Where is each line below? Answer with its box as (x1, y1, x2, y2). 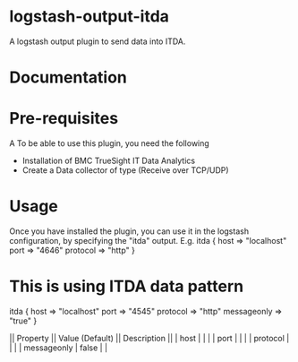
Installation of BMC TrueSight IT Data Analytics (21, 155, 195, 167)
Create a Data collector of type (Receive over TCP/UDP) (21, 165, 230, 176)
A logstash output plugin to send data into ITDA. (9, 36, 186, 47)
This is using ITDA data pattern (9, 276, 244, 297)
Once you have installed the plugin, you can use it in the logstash (9, 226, 249, 237)
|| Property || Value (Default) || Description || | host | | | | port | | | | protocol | (9, 332, 290, 343)
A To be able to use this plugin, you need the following (9, 138, 210, 149)
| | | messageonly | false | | (9, 342, 108, 353)
